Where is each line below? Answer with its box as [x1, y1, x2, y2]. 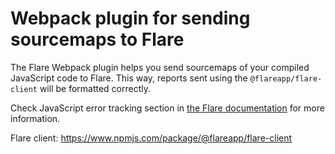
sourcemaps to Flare [10, 28, 185, 51]
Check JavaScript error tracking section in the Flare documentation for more [10, 102, 325, 114]
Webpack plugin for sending [10, 7, 251, 30]
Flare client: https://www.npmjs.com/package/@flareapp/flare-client [10, 132, 293, 144]
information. [10, 112, 61, 124]
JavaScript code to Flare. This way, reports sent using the [10, 72, 248, 84]
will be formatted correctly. [39, 82, 152, 94]
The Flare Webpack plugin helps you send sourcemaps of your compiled [10, 61, 310, 73]
